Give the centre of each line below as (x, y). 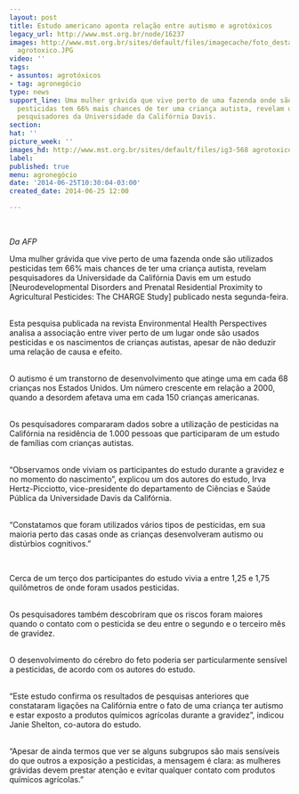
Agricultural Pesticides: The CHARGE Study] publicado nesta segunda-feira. (149, 296)
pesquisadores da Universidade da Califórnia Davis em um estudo (130, 278)
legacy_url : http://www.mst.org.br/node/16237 (97, 34)
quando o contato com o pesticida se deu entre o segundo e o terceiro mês (148, 624)
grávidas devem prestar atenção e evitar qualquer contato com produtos (142, 770)
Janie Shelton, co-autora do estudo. (75, 725)
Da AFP (23, 242)
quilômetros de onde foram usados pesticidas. (94, 587)
